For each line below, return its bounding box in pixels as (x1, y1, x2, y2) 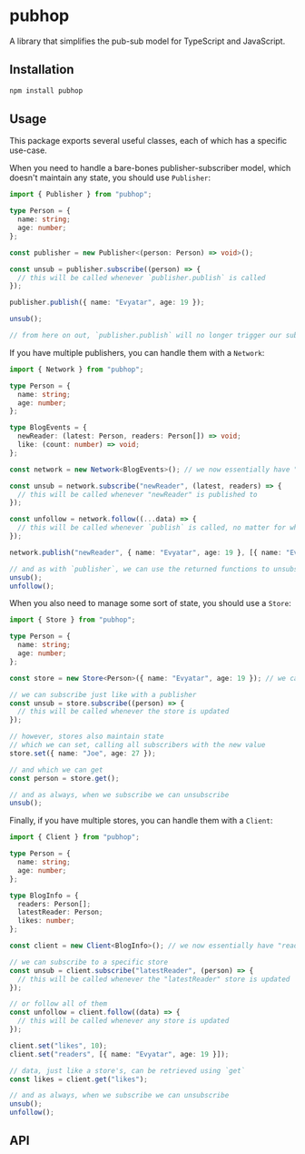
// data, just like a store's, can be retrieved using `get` (9, 1066, 246, 1075)
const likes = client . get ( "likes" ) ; (9, 1075, 148, 1084)
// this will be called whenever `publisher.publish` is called (17, 273, 266, 282)
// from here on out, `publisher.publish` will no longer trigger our (9, 331, 282, 340)
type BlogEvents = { (9, 423, 88, 432)
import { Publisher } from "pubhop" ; (9, 190, 152, 199)
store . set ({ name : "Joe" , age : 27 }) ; (9, 748, 156, 758)
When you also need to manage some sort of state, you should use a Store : (9, 598, 292, 609)
